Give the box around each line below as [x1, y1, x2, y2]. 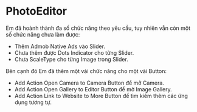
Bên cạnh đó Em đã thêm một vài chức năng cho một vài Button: [5, 67, 167, 74]
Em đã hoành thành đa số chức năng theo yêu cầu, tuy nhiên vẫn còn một [5, 24, 191, 32]
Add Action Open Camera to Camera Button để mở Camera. [14, 79, 165, 86]
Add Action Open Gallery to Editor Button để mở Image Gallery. [14, 85, 173, 93]
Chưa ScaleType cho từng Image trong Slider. [14, 55, 128, 63]
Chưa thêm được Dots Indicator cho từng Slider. [14, 49, 134, 56]
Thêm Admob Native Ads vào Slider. [14, 43, 106, 50]
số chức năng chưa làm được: [5, 30, 80, 38]
